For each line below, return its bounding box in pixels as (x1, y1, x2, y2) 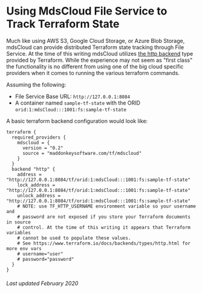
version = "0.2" (22, 145, 64, 151)
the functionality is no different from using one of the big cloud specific (6, 62, 184, 70)
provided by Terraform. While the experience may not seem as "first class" (6, 56, 193, 64)
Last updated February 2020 (6, 280, 79, 287)
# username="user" (17, 251, 64, 257)
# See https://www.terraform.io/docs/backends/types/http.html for (17, 240, 191, 246)
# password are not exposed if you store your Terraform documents (17, 214, 191, 220)
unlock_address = (17, 193, 61, 199)
